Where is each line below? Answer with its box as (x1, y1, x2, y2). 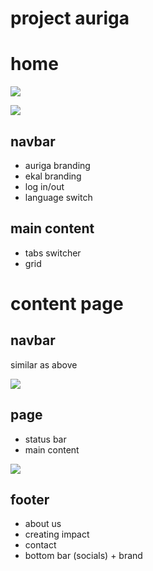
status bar (24, 433, 67, 445)
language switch (24, 191, 93, 203)
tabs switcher (24, 247, 82, 259)
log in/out (24, 180, 65, 192)
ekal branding (24, 170, 82, 182)
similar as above (10, 358, 78, 371)
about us (24, 518, 62, 530)
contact (24, 539, 57, 551)
